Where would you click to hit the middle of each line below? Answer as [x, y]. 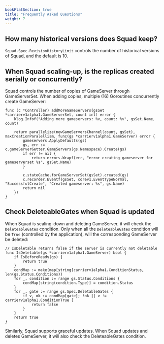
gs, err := [34, 145]
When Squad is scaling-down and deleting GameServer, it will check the [78, 224]
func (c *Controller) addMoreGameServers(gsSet [55, 110]
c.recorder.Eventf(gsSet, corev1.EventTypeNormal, [76, 179]
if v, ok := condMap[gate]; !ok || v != [65, 296]
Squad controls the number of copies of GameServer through [67, 91]
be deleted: [17, 239]
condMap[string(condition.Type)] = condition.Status [78, 283]
